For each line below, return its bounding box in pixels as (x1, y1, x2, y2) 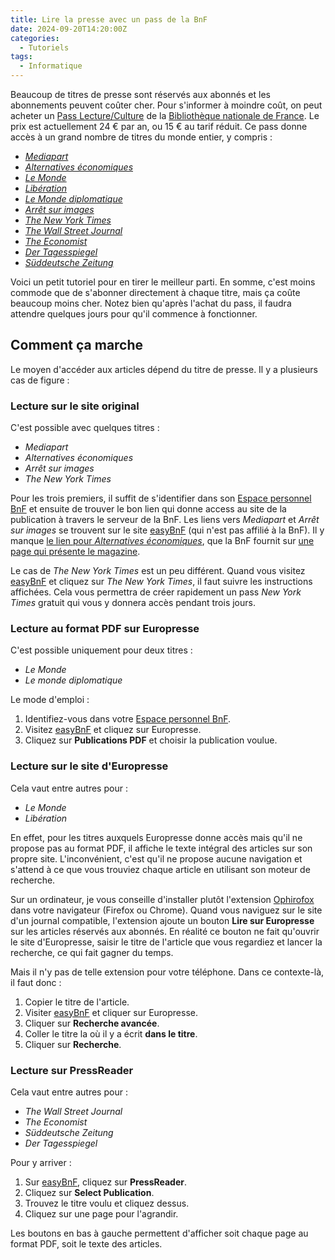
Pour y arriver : (10, 1157, 72, 1168)
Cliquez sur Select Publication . (24, 1187, 155, 1198)
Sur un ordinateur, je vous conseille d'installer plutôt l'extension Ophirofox (10, 893, 315, 905)
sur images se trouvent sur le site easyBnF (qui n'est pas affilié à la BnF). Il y (10, 524, 325, 536)
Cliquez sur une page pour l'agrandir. (24, 1208, 179, 1220)
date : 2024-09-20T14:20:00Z (10, 24, 128, 34)
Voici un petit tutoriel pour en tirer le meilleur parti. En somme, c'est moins (10, 276, 316, 288)
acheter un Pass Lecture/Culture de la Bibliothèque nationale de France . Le (10, 110, 320, 121)
